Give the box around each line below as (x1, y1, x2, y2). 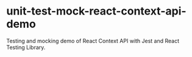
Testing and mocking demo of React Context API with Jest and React (6, 37, 180, 44)
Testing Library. (6, 44, 46, 51)
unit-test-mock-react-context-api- (6, 4, 187, 18)
